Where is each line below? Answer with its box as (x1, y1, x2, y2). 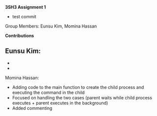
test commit (12, 14, 37, 19)
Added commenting (12, 105, 52, 111)
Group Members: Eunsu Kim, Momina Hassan (5, 23, 97, 29)
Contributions (5, 33, 34, 38)
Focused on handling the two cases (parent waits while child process (12, 94, 152, 100)
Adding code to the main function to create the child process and (12, 84, 144, 90)
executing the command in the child (12, 89, 85, 95)
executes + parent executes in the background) (12, 100, 108, 106)
